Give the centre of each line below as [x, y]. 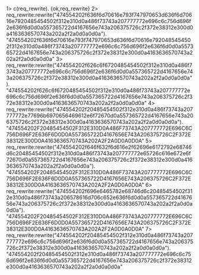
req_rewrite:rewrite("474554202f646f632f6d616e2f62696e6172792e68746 [99, 147]
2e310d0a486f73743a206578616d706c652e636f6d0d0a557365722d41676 [99, 197]
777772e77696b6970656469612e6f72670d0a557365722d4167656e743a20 [100, 116]
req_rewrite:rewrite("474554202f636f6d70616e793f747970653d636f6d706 [99, 15]
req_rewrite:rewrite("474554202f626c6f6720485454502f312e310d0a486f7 [99, 65]
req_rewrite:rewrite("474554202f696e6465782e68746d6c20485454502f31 [99, 191]
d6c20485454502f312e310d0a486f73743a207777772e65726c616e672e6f [99, 153]
